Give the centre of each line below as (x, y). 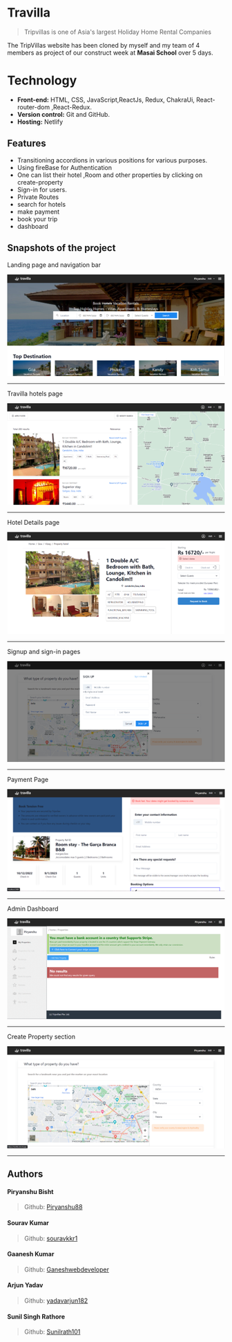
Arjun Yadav (25, 1285)
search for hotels (41, 204)
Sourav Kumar (28, 1223)
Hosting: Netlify (40, 122)
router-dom (33, 107)
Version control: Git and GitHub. (64, 114)
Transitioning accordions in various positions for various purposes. (112, 160)
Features (27, 143)
